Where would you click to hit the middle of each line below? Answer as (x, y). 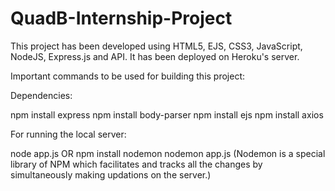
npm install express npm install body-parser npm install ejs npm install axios (167, 114)
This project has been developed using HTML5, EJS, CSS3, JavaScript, (156, 46)
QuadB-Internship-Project (121, 18)
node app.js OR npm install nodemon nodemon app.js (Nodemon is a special (168, 153)
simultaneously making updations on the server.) (111, 174)
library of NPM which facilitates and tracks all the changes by (136, 164)
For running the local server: (68, 134)
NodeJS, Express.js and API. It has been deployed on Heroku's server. (155, 56)
